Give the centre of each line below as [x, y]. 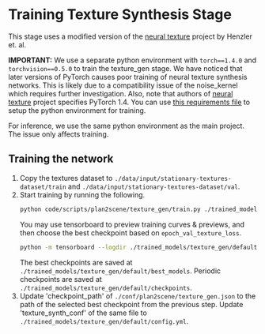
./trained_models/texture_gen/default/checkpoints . [106, 287]
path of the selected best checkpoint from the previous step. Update [131, 304]
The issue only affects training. [59, 134]
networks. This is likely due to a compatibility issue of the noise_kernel [123, 85]
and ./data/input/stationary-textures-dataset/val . [154, 186]
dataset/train [43, 187]
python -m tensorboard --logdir [73, 247]
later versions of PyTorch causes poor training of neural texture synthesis [128, 77]
